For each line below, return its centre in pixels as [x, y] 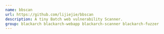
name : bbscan [19, 10]
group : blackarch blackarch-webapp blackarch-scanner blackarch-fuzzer [82, 24]
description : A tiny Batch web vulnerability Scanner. [64, 19]
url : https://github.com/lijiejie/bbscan [49, 14]
